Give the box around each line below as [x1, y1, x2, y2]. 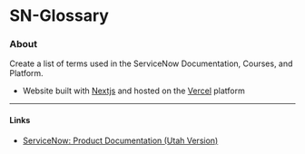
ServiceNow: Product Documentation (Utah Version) [22, 135, 219, 146]
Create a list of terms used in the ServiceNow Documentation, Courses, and [9, 58, 293, 69]
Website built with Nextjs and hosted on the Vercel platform [22, 85, 245, 96]
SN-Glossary [9, 5, 109, 26]
